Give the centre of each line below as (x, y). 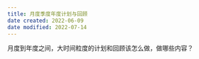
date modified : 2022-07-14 (47, 27)
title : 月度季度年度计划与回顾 (47, 14)
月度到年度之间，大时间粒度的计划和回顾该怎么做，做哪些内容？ (100, 48)
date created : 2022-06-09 (45, 21)
